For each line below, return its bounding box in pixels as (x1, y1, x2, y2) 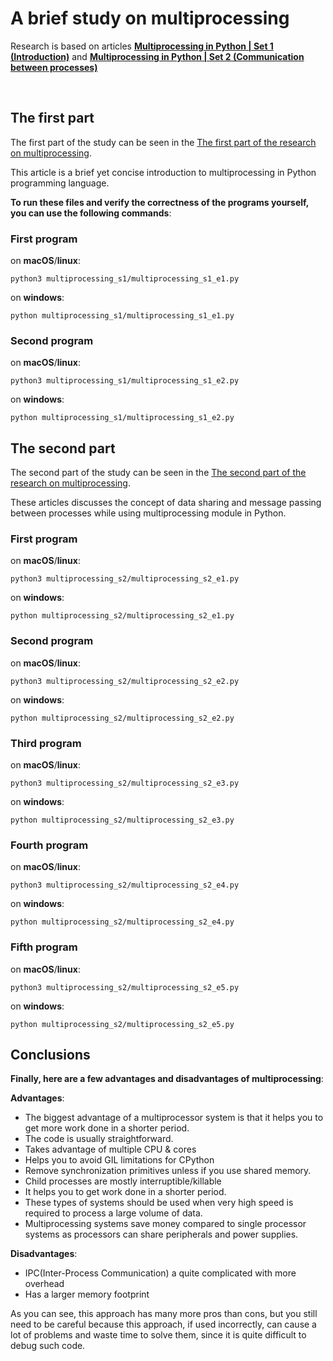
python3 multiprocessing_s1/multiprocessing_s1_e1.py (10, 274, 240, 284)
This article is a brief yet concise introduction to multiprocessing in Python (10, 166, 317, 178)
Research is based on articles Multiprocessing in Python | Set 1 (10, 40, 274, 52)
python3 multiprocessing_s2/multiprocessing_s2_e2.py (10, 676, 240, 686)
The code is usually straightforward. (24, 1133, 174, 1145)
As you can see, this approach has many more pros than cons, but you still (10, 1308, 318, 1320)
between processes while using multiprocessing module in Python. (10, 507, 287, 519)
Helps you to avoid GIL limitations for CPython (24, 1154, 215, 1166)
